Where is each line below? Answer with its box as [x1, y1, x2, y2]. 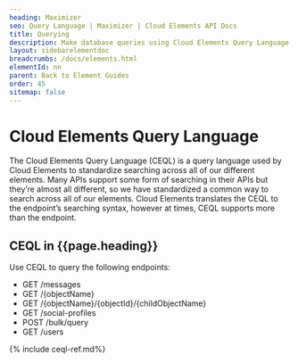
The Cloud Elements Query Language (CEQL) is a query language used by [9, 155, 283, 166]
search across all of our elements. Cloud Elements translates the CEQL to [9, 194, 278, 204]
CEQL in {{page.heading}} [9, 238, 159, 253]
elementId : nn [9, 63, 62, 72]
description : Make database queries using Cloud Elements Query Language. [9, 37, 294, 47]
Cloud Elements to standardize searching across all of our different [9, 165, 255, 176]
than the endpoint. [9, 212, 78, 223]
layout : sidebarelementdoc [9, 46, 110, 55]
